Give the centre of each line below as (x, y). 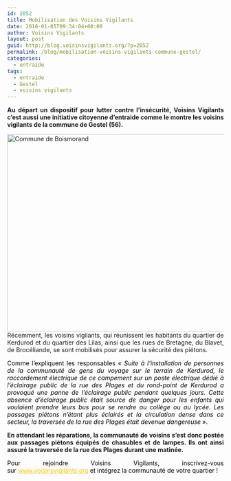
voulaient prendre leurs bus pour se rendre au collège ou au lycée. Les (116, 407)
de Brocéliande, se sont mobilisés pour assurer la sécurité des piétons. (108, 350)
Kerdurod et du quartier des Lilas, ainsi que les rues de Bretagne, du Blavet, (115, 342)
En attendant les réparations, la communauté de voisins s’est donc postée (115, 436)
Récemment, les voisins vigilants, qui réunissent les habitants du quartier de (115, 336)
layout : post (26, 39)
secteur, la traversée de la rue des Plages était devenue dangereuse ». (108, 422)
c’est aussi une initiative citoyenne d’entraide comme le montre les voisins (115, 117)
